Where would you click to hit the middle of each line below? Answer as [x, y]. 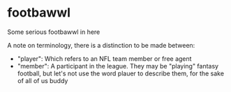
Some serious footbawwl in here [54, 32]
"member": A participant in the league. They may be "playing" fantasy [118, 66]
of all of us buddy [43, 80]
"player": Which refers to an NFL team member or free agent [104, 58]
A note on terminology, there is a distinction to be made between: [101, 45]
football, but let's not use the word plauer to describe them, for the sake [121, 73]
